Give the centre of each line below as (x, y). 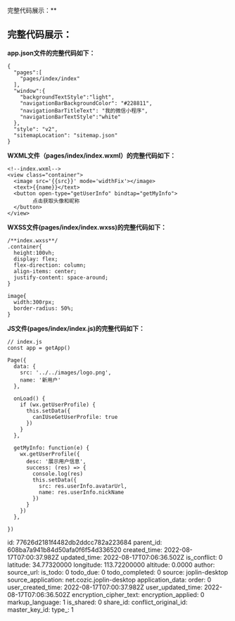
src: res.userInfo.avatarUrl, (83, 486)
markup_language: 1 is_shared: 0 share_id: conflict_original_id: (97, 602)
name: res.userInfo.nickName (81, 492)
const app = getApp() (39, 348)
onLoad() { (30, 399)
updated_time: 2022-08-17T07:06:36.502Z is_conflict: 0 (142, 557)
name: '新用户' (40, 380)
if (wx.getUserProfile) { (58, 404)
